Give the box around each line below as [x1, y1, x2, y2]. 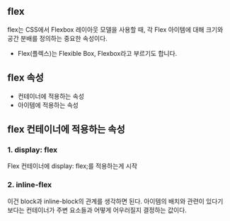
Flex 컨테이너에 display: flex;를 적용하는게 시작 [7, 162, 138, 170]
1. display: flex [7, 145, 58, 155]
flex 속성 [7, 72, 44, 84]
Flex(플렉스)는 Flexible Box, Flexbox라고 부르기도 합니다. [17, 49, 178, 57]
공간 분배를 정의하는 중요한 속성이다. [7, 34, 108, 42]
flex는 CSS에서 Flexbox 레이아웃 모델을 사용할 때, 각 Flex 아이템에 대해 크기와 [7, 25, 224, 34]
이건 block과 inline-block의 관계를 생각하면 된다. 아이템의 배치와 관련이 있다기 [7, 197, 224, 205]
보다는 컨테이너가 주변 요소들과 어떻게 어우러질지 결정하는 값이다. [7, 205, 188, 214]
